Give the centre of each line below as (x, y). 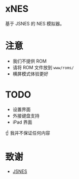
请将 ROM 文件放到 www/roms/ (43, 67)
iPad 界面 (22, 122)
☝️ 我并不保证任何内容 (28, 133)
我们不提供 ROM (30, 61)
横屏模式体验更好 (30, 74)
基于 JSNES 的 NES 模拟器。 (35, 23)
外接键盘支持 (26, 115)
